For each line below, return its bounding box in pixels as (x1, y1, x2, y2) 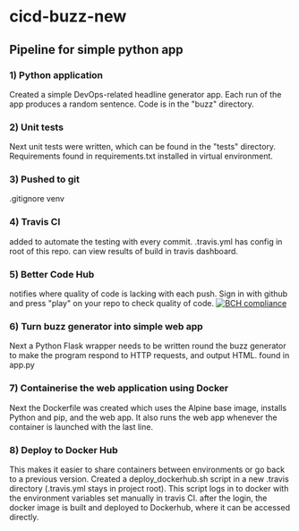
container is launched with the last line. (9, 421, 154, 432)
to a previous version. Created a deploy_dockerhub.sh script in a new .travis (9, 473, 289, 484)
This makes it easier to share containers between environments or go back (9, 464, 285, 475)
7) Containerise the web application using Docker (9, 382, 229, 395)
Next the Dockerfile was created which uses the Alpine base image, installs (9, 402, 287, 413)
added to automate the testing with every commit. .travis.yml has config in (9, 236, 283, 247)
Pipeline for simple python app (9, 42, 184, 57)
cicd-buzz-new (9, 6, 127, 27)
